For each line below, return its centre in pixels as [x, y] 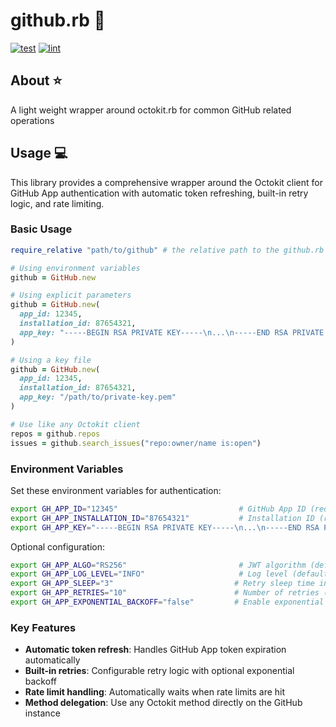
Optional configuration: [58, 546]
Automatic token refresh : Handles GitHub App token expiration [155, 650]
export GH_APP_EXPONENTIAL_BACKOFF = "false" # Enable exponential [167, 602]
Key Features [43, 627]
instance [42, 713]
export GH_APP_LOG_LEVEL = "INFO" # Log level [149, 574]
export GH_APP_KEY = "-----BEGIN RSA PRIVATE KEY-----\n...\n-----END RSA [165, 527]
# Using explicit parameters [71, 295]
